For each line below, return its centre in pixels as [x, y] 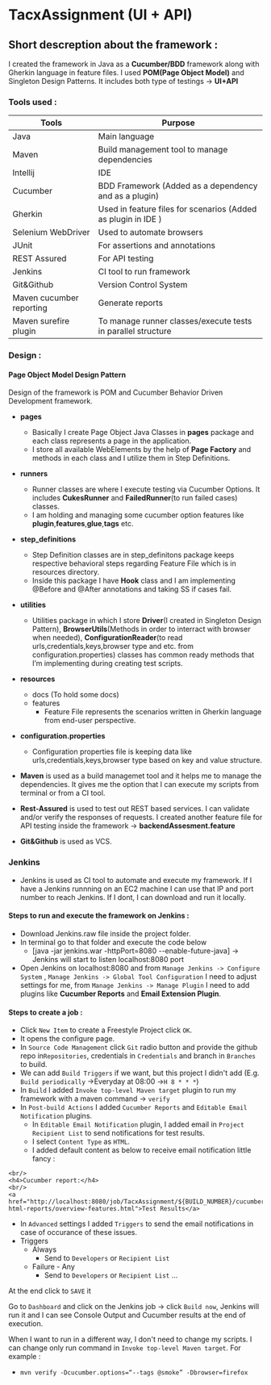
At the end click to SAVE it [50, 1291]
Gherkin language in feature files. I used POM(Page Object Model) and [126, 73]
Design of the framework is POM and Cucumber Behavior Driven [116, 392]
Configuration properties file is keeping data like [112, 751]
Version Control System [143, 285]
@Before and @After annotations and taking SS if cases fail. [132, 589]
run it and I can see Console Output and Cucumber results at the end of [127, 1315]
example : [25, 1357]
